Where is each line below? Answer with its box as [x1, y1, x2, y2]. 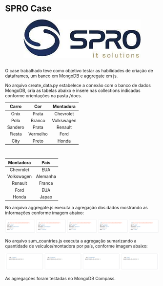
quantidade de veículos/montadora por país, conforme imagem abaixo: [5, 243, 148, 249]
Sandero [7, 124, 24, 130]
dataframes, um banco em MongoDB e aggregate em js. [5, 73, 118, 79]
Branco [31, 117, 45, 123]
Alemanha [36, 174, 56, 179]
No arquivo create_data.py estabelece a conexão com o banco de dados [5, 82, 151, 88]
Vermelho [28, 131, 48, 137]
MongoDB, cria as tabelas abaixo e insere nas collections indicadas [5, 88, 141, 93]
